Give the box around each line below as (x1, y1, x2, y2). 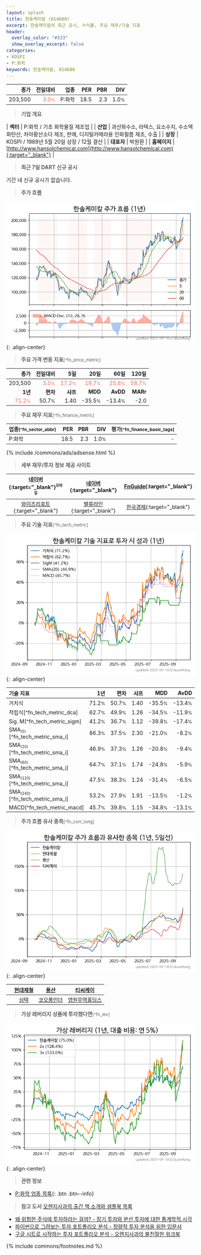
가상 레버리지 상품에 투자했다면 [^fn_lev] (20, 1011, 110, 1018)
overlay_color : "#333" (11, 35, 68, 41)
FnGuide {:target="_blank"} (124, 483, 193, 490)
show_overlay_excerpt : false (11, 41, 84, 47)
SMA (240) (8, 788, 31, 796)
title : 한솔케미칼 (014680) (6, 16, 70, 22)
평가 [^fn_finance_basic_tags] (111, 426, 175, 432)
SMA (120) (8, 772, 31, 781)
